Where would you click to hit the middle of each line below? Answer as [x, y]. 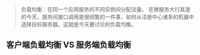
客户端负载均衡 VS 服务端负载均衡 [69, 45]
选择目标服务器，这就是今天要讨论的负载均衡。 [78, 24]
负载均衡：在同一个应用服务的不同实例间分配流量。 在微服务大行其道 [105, 9]
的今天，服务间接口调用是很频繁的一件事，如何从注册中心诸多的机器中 [107, 17]
